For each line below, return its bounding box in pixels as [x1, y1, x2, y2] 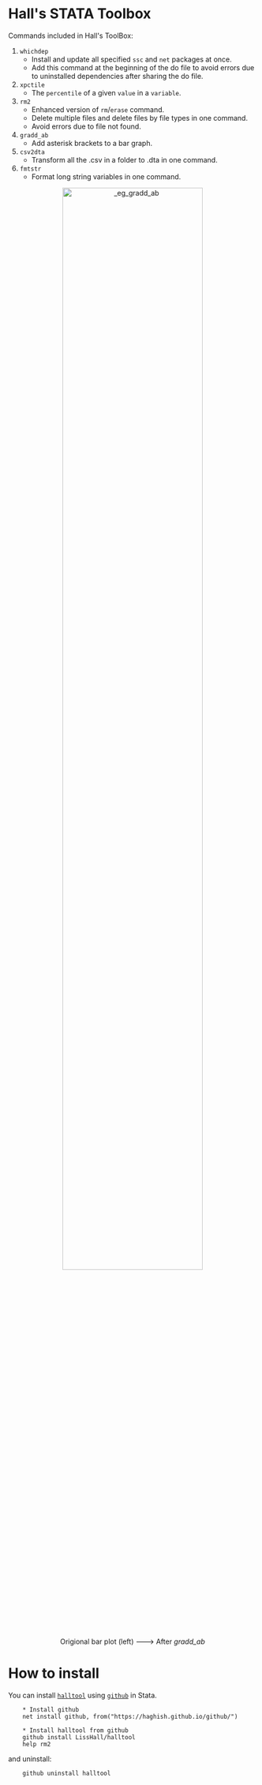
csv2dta [19, 148, 45, 156]
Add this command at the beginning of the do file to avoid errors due [31, 62, 255, 72]
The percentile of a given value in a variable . [31, 88, 182, 97]
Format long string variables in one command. [31, 171, 182, 181]
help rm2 [22, 1740, 51, 1748]
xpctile [19, 80, 45, 89]
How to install [8, 1664, 100, 1682]
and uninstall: [8, 1753, 52, 1764]
